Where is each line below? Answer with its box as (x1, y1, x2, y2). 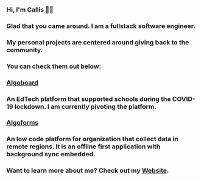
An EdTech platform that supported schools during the (6, 94, 171, 103)
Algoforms (6, 119, 39, 127)
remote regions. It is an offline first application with (6, 142, 161, 151)
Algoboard (6, 78, 38, 87)
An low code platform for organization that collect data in (6, 135, 178, 144)
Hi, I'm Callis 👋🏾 (6, 5, 54, 14)
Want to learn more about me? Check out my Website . (6, 167, 169, 175)
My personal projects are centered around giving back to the (6, 38, 189, 46)
